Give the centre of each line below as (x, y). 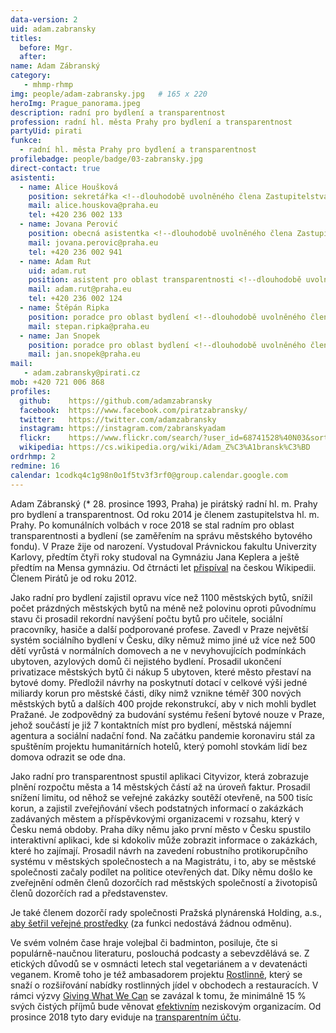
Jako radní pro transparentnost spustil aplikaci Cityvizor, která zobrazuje (159, 776)
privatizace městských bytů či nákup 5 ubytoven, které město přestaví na (161, 672)
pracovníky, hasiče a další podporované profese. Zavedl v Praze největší (159, 629)
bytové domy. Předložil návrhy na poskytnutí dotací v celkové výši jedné (159, 682)
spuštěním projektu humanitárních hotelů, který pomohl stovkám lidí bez (159, 746)
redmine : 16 (35, 466)
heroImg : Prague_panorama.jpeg (75, 103)
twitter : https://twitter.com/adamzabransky (118, 419)
